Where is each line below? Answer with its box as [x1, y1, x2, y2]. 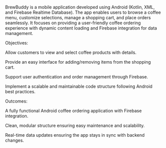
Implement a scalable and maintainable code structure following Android [5, 83, 153, 89]
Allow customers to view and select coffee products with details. [5, 49, 137, 55]
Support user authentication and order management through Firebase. [5, 74, 148, 79]
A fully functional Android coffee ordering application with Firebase [5, 108, 142, 113]
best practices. [5, 89, 36, 94]
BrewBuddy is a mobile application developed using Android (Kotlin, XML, [5, 4, 155, 10]
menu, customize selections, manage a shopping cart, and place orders [5, 15, 151, 20]
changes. [5, 138, 24, 143]
